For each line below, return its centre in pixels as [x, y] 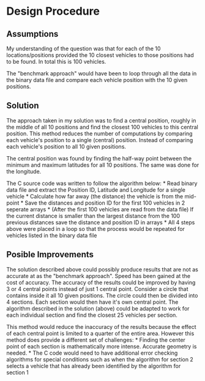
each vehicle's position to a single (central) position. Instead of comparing [100, 140]
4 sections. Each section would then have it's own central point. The [92, 302]
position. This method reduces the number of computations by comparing [99, 134]
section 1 [17, 372]
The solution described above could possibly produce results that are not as [102, 269]
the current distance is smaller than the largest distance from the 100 [93, 216]
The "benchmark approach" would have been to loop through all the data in [102, 74]
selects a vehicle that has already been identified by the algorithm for [94, 366]
